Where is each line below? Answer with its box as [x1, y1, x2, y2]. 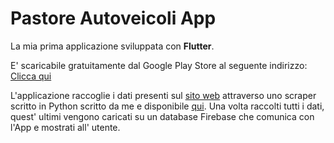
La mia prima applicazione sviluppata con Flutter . [10, 40, 215, 52]
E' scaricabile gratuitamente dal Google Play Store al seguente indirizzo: [10, 59, 308, 71]
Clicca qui [10, 70, 52, 82]
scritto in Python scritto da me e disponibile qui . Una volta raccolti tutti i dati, [10, 100, 325, 112]
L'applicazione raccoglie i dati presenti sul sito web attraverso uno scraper [10, 89, 317, 101]
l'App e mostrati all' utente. [10, 121, 121, 133]
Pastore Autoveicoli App [10, 7, 217, 30]
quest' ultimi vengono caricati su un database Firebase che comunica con [10, 110, 315, 122]
